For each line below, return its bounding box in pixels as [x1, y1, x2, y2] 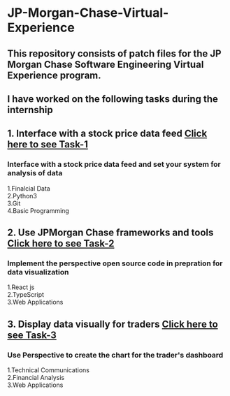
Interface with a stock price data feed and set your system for [7, 159, 222, 169]
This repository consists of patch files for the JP [7, 47, 222, 59]
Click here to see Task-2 [7, 237, 115, 249]
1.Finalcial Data [7, 184, 50, 193]
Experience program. [7, 69, 101, 81]
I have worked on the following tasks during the [7, 93, 219, 105]
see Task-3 [7, 329, 57, 341]
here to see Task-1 [7, 138, 89, 151]
